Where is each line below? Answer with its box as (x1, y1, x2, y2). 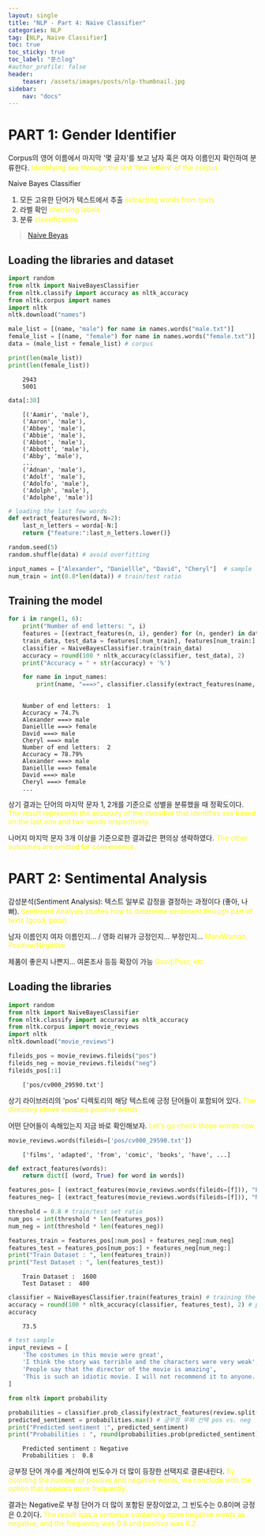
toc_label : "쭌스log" (8, 56, 77, 64)
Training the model (8, 594, 103, 607)
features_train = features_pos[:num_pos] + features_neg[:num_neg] (8, 1236, 235, 1244)
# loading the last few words (8, 507, 108, 515)
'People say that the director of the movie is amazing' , (22, 1366, 217, 1374)
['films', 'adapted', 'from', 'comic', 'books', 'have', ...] (22, 1150, 231, 1159)
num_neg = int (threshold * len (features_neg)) (8, 1222, 164, 1230)
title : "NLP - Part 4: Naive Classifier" (8, 19, 147, 27)
